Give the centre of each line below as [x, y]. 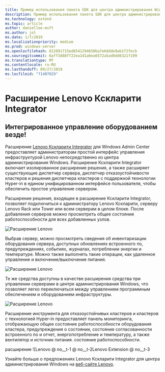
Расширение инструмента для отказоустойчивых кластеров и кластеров [82, 313]
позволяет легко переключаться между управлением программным [78, 289]
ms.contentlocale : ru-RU [30, 65]
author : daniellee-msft [29, 28]
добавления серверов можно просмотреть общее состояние [70, 214]
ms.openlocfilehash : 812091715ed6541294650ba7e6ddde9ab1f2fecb [71, 51]
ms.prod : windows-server [30, 46]
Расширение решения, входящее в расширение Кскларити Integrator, [78, 198]
